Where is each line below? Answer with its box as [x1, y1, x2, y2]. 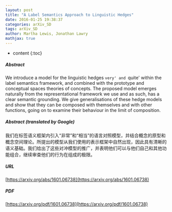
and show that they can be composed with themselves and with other [5, 102, 153, 108]
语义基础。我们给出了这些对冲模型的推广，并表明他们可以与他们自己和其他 [5, 145, 162, 151]
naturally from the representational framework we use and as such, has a [5, 90, 160, 97]
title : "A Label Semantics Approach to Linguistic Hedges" [5, 12, 134, 17]
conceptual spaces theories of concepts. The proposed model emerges [5, 85, 157, 91]
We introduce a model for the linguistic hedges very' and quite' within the [5, 75, 162, 81]
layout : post [5, 7, 33, 13]
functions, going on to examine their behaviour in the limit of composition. [5, 107, 161, 113]
